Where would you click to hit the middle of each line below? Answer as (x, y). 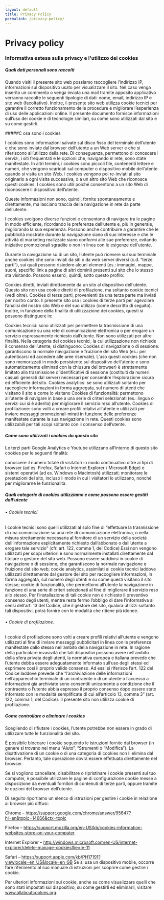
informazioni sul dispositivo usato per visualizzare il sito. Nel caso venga (78, 87)
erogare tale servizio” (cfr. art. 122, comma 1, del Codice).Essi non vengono (81, 548)
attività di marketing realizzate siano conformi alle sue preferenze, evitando (81, 240)
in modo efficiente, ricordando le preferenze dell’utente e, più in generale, (79, 224)
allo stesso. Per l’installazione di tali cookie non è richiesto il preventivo (77, 595)
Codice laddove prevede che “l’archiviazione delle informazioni (69, 673)
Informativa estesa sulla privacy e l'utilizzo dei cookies (72, 58)
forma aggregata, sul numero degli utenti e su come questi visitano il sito (78, 579)
